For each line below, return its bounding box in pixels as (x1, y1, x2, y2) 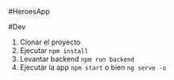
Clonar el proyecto (19, 37, 81, 47)
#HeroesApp (8, 7, 50, 16)
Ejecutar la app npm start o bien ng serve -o (19, 63, 167, 72)
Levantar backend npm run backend (19, 55, 135, 63)
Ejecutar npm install (19, 46, 89, 55)
